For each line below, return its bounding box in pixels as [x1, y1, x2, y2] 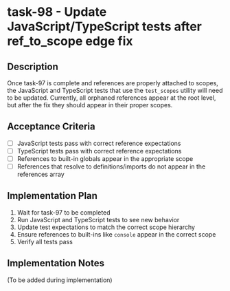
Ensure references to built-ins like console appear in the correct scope [16, 230, 216, 238]
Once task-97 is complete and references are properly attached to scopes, [7, 79, 218, 87]
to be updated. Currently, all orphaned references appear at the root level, [7, 94, 216, 102]
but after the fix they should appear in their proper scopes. [7, 101, 173, 109]
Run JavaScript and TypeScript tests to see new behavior [16, 215, 180, 224]
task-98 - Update [7, 4, 107, 20]
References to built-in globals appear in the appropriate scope [16, 154, 194, 162]
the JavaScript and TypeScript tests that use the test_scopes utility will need [7, 87, 223, 94]
